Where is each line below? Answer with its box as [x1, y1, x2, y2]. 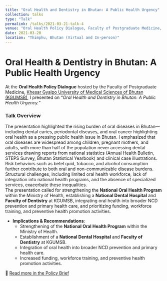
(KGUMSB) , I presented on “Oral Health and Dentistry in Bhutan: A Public [5, 94, 156, 100]
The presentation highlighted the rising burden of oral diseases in [5, 123, 140, 130]
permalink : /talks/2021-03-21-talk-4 [5, 21, 84, 26]
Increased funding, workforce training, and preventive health [19, 255, 145, 261]
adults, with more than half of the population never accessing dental [5, 145, 146, 151]
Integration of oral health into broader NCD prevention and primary [19, 245, 157, 251]
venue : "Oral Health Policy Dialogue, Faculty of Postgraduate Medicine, [5, 26, 162, 31]
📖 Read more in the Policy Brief [5, 270, 69, 276]
